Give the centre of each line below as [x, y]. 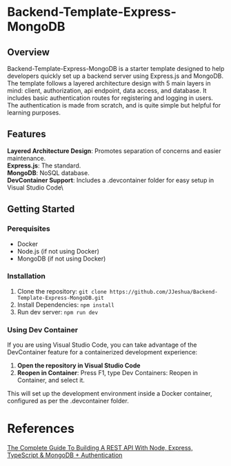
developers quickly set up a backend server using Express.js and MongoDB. [115, 76]
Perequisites [29, 229]
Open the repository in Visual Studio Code [79, 365]
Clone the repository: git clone [62, 291]
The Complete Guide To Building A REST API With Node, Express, [100, 448]
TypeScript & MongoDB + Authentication [65, 455]
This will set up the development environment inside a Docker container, [110, 394]
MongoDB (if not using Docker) [61, 259]
